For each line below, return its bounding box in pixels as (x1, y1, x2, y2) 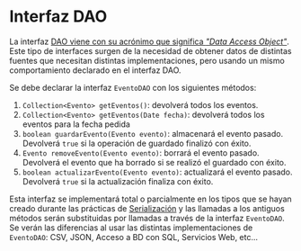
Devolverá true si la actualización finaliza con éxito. (22, 175, 214, 186)
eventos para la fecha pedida (22, 119, 130, 130)
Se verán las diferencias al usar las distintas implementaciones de (9, 222, 253, 233)
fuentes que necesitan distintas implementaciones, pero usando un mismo (9, 55, 285, 66)
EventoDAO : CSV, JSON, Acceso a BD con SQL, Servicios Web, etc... (9, 231, 259, 242)
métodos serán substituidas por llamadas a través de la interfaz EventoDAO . (9, 212, 285, 223)
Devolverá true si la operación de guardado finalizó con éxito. (22, 138, 252, 148)
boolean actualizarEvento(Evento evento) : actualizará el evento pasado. (22, 166, 293, 177)
